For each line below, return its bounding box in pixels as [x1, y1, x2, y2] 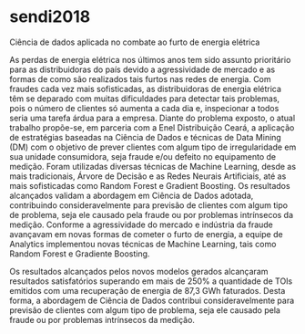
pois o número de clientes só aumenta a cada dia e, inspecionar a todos [9, 102, 280, 113]
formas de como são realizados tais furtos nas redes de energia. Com [9, 73, 271, 84]
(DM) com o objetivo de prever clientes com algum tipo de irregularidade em [9, 141, 297, 152]
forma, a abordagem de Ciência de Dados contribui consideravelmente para [9, 295, 295, 306]
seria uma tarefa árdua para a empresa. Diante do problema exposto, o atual [9, 112, 296, 123]
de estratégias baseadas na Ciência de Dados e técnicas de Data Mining [9, 131, 282, 142]
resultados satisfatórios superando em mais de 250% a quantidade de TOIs [9, 276, 293, 287]
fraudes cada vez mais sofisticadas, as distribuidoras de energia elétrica [9, 83, 282, 94]
